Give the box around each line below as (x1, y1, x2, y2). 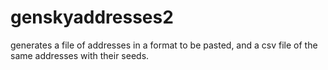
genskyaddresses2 (10, 6, 174, 29)
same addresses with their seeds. (10, 49, 150, 61)
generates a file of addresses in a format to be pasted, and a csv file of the (10, 39, 318, 51)
